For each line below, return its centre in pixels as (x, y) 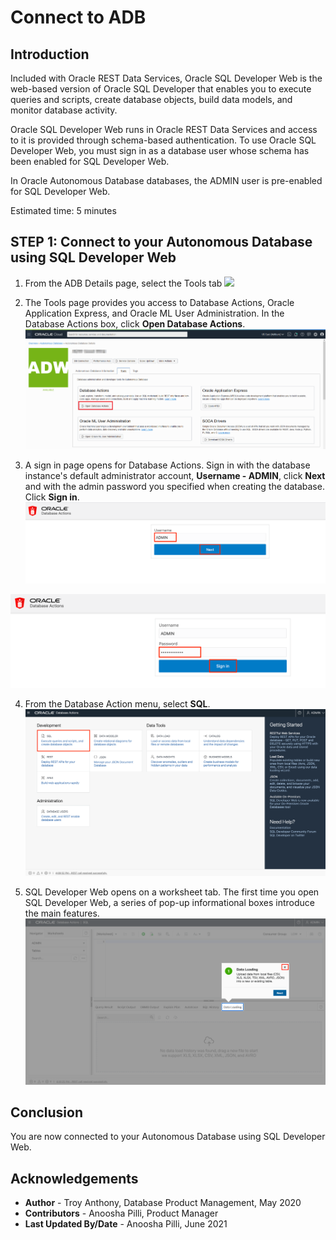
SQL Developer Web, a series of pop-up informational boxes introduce (169, 902)
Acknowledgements (74, 1178)
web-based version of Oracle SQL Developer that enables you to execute (161, 89)
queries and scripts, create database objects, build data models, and (151, 99)
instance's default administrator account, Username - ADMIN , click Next (175, 476)
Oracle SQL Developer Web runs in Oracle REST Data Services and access (164, 129)
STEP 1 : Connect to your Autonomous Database (161, 242)
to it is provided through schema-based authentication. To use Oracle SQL (163, 140)
